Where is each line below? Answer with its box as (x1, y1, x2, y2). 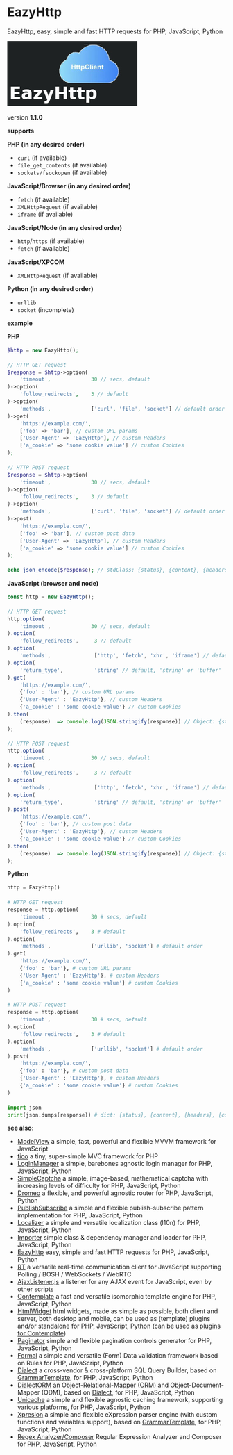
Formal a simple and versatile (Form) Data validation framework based (17, 1351, 218, 1360)
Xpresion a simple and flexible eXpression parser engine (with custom (17, 1411, 218, 1419)
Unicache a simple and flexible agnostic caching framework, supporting (17, 1396, 223, 1404)
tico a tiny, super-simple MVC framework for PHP (17, 1152, 158, 1160)
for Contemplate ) (17, 1329, 67, 1338)
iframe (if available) (17, 210, 74, 218)
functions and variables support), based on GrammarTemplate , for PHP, (17, 1418, 222, 1427)
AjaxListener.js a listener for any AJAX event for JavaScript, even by (17, 1278, 212, 1286)
